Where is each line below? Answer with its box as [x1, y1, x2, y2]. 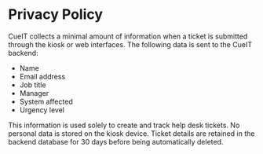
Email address [19, 71, 66, 81]
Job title [19, 80, 46, 90]
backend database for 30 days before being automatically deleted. [8, 137, 224, 146]
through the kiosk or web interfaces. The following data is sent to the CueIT [8, 39, 253, 49]
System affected [19, 97, 73, 106]
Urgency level [19, 104, 65, 115]
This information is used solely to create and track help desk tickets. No [8, 120, 240, 130]
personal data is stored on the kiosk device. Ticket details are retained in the [8, 128, 255, 138]
